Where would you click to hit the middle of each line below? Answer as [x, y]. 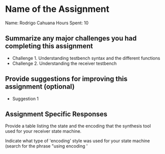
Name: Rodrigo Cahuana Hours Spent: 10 [47, 23]
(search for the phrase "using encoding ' [46, 146]
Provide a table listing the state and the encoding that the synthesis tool [78, 126]
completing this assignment [49, 46]
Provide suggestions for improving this [66, 79]
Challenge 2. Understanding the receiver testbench [64, 63]
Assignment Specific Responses [56, 114]
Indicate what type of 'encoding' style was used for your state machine [78, 141]
